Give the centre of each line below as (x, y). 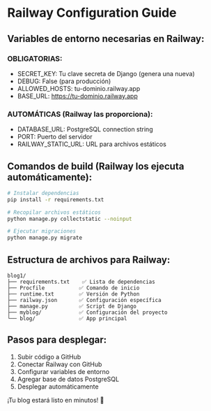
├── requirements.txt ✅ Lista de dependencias (81, 282)
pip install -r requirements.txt (56, 200)
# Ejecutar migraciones (42, 231)
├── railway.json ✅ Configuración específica (84, 301)
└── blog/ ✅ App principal (67, 319)
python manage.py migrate (45, 238)
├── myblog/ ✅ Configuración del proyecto (87, 312)
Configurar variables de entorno (63, 371)
